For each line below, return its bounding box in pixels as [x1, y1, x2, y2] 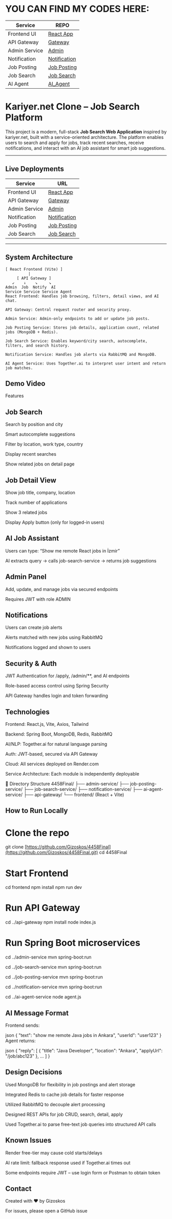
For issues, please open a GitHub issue [5, 1208, 88, 1214]
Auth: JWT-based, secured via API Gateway [5, 751, 98, 757]
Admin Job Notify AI [5, 285, 56, 290]
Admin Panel [5, 573, 47, 581]
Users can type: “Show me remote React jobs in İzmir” [5, 547, 120, 554]
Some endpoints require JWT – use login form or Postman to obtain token [5, 1169, 160, 1175]
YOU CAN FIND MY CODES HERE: [5, 3, 149, 15]
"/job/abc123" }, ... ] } [5, 1053, 50, 1059]
